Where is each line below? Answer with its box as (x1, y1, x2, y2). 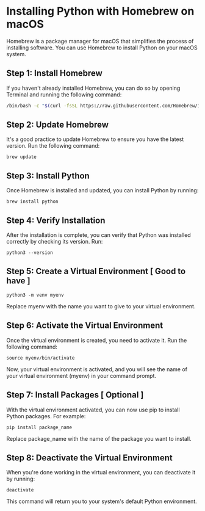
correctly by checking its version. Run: (6, 238, 103, 245)
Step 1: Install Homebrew (6, 68, 103, 79)
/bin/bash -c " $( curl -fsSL (6, 103, 78, 109)
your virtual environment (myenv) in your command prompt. (6, 372, 157, 379)
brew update (6, 154, 37, 160)
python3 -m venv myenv (6, 292, 64, 298)
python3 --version (6, 250, 53, 256)
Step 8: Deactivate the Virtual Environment (6, 452, 173, 463)
